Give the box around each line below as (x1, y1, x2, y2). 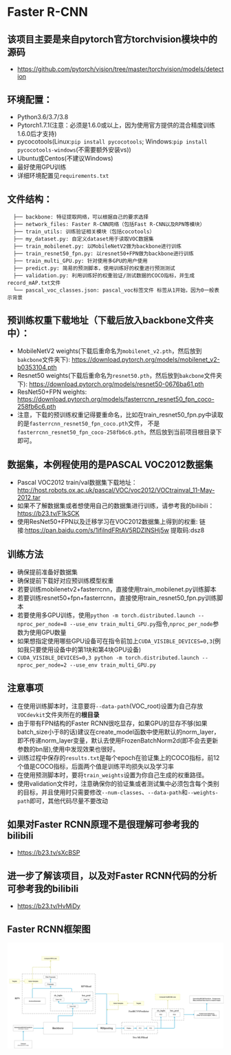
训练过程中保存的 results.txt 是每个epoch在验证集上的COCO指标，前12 (16, 753, 220, 762)
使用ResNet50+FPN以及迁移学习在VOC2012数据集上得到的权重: (16, 518, 198, 526)
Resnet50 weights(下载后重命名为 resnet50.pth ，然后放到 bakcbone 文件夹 (16, 372, 222, 380)
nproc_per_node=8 (16, 621, 67, 628)
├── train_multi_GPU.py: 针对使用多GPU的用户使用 (13, 257, 148, 264)
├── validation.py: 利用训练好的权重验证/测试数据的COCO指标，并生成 (13, 272, 195, 279)
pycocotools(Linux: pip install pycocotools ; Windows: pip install (16, 137, 208, 145)
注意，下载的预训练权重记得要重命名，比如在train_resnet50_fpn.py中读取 (16, 411, 223, 419)
